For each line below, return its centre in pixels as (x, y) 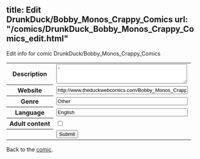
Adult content (30, 124)
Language (30, 113)
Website (30, 91)
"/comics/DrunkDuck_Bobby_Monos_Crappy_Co (100, 29)
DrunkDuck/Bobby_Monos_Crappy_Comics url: (97, 20)
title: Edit (24, 10)
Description (30, 74)
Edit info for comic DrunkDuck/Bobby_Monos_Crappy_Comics (84, 53)
